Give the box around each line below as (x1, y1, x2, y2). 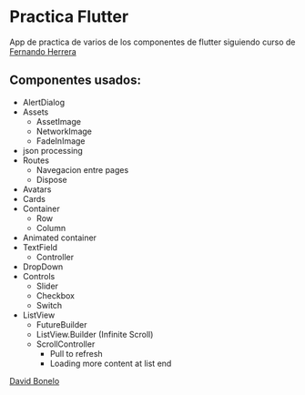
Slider (36, 280, 59, 291)
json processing (22, 145, 84, 156)
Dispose (36, 174, 67, 185)
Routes (22, 155, 50, 166)
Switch (36, 299, 63, 310)
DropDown (22, 261, 64, 272)
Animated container (22, 232, 97, 243)
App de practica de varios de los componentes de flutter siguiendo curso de (9, 36, 296, 47)
